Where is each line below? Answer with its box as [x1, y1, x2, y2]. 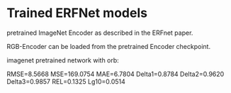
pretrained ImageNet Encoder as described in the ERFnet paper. [6, 28, 193, 37]
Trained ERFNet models [6, 5, 148, 21]
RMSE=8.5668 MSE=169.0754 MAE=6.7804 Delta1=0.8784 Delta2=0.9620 [6, 70, 225, 78]
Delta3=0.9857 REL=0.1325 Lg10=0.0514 [6, 77, 125, 86]
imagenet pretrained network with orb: [6, 55, 120, 65]
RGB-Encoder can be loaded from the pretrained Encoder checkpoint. [6, 42, 210, 50]
